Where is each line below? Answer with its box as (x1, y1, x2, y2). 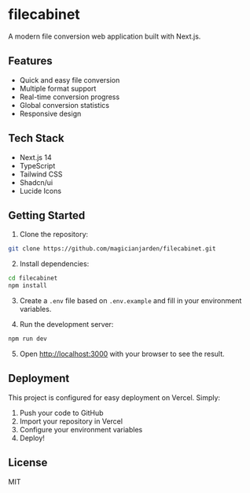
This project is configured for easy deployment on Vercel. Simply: (8, 392, 221, 402)
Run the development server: (19, 320, 114, 328)
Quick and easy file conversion (19, 75, 120, 84)
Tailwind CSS (19, 169, 63, 179)
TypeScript (19, 161, 56, 170)
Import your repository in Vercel (19, 416, 123, 426)
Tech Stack (8, 132, 64, 145)
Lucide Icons (19, 186, 61, 195)
